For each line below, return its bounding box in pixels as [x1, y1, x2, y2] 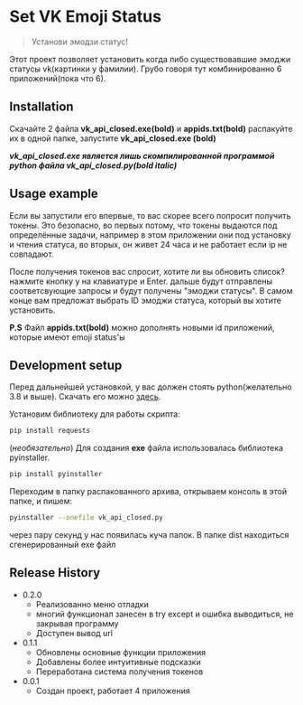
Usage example [9, 186, 99, 202]
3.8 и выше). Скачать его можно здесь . [9, 391, 161, 402]
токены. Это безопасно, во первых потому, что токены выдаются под [9, 220, 278, 230]
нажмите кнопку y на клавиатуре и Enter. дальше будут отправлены [9, 276, 273, 287]
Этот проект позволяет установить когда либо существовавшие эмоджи [9, 53, 291, 64]
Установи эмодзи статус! [31, 36, 129, 47]
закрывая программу [35, 617, 119, 629]
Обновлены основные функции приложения [35, 646, 206, 657]
